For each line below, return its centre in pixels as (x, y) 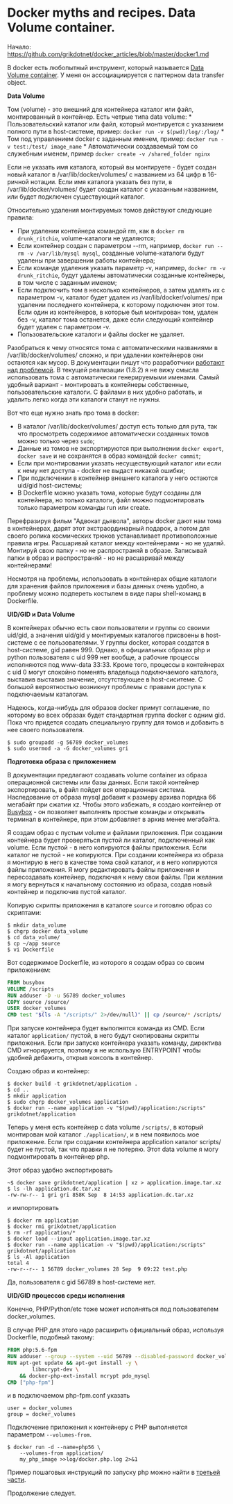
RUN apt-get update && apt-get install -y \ (72, 1363)
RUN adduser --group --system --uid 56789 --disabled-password (101, 1357)
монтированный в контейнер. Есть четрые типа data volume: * (100, 117)
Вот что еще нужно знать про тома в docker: (73, 413)
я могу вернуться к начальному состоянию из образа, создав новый (110, 884)
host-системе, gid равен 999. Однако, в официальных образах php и (109, 650)
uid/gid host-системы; (50, 485)
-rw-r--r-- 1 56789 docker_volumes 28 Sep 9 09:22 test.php (97, 1269)
